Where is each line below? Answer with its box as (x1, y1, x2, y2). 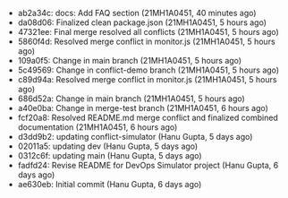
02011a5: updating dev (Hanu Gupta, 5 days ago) (17, 141, 199, 151)
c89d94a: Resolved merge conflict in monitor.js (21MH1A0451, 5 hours (17, 74, 277, 84)
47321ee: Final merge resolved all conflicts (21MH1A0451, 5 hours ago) (17, 27, 279, 37)
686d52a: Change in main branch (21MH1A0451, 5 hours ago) (17, 93, 246, 104)
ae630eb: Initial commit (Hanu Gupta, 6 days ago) (17, 179, 202, 189)
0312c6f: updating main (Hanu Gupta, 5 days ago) (17, 151, 203, 160)
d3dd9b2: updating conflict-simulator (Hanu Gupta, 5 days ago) (17, 132, 253, 142)
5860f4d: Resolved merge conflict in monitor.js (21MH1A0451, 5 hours (17, 36, 275, 47)
